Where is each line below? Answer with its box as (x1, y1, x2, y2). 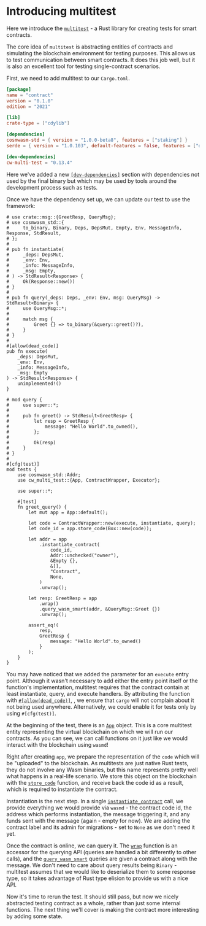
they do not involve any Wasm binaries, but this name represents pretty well (6, 766, 198, 773)
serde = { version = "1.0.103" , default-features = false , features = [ (6, 142, 196, 149)
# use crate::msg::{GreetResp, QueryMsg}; (6, 214, 116, 220)
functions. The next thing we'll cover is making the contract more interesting (6, 906, 199, 913)
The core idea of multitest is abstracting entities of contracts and (6, 43, 174, 50)
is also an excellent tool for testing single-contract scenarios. (6, 63, 161, 70)
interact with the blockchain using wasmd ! (6, 741, 109, 748)
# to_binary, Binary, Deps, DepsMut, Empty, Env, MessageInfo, (6, 225, 183, 231)
